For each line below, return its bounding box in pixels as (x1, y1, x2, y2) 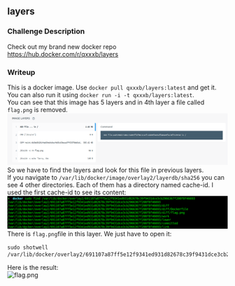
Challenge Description (7, 27, 85, 36)
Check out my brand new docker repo (7, 42, 117, 51)
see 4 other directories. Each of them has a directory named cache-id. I (7, 180, 213, 189)
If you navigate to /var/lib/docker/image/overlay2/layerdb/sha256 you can (7, 173, 225, 181)
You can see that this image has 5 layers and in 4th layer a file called (7, 98, 205, 106)
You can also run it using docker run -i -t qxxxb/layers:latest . (7, 90, 194, 99)
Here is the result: (7, 264, 59, 272)
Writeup (7, 67, 36, 77)
